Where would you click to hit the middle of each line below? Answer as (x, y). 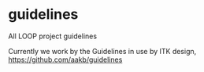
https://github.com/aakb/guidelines (65, 59)
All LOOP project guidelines (52, 36)
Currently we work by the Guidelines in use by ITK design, (102, 51)
